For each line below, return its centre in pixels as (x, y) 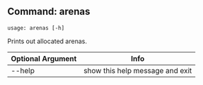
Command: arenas (49, 12)
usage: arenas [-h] (36, 28)
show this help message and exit (138, 70)
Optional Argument (44, 58)
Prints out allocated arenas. (47, 41)
